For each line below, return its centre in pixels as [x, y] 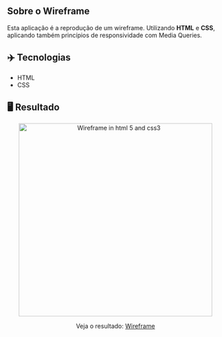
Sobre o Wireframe [48, 11]
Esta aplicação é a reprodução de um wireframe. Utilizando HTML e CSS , [111, 27]
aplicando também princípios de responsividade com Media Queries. [105, 35]
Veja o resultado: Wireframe [115, 326]
